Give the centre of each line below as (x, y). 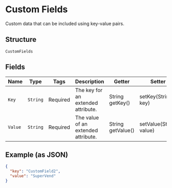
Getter (122, 81)
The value (87, 118)
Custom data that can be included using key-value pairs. (65, 24)
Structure (21, 40)
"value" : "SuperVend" (33, 176)
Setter (158, 81)
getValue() (122, 130)
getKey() (120, 103)
